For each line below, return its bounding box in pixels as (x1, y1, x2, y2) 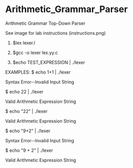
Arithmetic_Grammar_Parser (5, 4, 128, 15)
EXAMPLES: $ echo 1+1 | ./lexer (5, 69, 71, 75)
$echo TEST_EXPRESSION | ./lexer (12, 59, 85, 65)
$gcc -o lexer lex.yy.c (12, 49, 58, 55)
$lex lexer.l (12, 39, 35, 46)
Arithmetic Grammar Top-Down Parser (5, 20, 85, 26)
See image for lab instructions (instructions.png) (5, 30, 106, 36)
